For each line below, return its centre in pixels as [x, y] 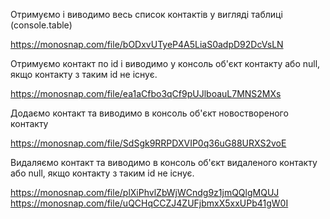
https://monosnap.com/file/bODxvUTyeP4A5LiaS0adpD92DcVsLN [147, 44]
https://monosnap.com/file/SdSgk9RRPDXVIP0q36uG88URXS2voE [148, 143]
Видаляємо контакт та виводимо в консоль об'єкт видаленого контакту [164, 162]
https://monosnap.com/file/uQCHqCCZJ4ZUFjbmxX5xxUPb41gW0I [149, 203]
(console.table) [41, 25]
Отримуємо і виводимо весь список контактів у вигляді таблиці [146, 14]
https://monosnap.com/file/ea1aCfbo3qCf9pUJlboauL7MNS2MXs [146, 93]
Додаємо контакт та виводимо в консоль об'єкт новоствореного [149, 113]
